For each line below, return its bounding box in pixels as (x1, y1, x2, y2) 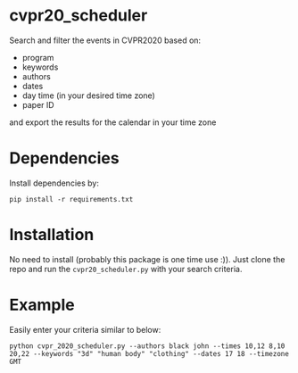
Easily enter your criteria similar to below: (9, 324, 161, 335)
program (21, 52, 54, 62)
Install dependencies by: (9, 178, 100, 188)
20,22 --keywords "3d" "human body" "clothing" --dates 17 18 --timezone (9, 349, 290, 358)
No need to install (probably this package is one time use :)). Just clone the (9, 253, 286, 264)
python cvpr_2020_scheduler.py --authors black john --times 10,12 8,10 (9, 341, 286, 351)
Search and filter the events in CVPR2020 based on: (9, 35, 202, 46)
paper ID (21, 99, 55, 110)
